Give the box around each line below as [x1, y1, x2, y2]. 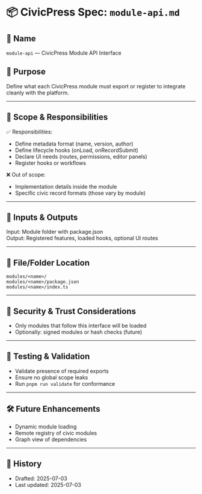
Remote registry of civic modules [14, 429, 97, 436]
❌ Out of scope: [6, 171, 46, 178]
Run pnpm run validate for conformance [14, 380, 115, 387]
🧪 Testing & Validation [6, 352, 90, 362]
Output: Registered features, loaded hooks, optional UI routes [6, 234, 158, 242]
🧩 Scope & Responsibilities [6, 112, 108, 123]
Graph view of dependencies [14, 436, 87, 443]
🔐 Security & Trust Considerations [6, 306, 136, 316]
